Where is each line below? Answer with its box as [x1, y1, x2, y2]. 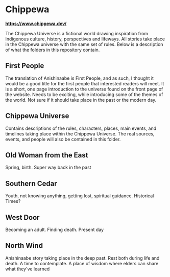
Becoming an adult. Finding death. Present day [5, 226, 104, 233]
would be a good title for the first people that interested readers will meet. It [5, 80, 164, 86]
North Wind [5, 241, 43, 250]
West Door [5, 213, 40, 222]
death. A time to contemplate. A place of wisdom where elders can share [5, 260, 159, 266]
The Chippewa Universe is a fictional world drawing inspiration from [5, 30, 149, 36]
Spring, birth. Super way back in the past [5, 165, 91, 171]
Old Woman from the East [5, 151, 88, 159]
